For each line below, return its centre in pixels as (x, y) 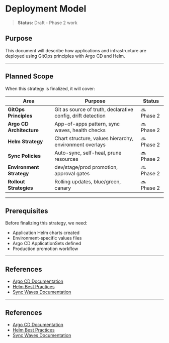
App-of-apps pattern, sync (87, 124)
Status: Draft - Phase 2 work (48, 23)
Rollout (16, 181)
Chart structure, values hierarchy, (94, 138)
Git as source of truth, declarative (94, 109)
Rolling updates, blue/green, (88, 181)
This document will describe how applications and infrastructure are (76, 50)
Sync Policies (24, 156)
